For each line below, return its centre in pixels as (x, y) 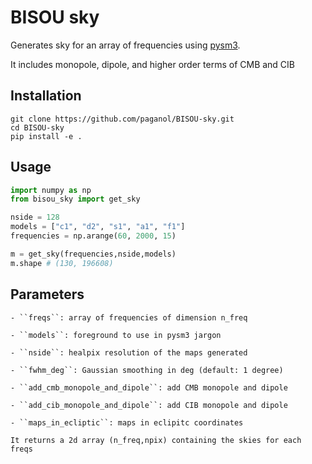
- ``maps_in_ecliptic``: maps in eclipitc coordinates (127, 422)
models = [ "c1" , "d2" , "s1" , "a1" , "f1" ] (98, 227)
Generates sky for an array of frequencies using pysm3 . (125, 45)
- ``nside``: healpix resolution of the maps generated (129, 352)
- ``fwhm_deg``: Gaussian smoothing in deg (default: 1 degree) (147, 370)
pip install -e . (46, 136)
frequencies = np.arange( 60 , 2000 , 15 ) (93, 236)
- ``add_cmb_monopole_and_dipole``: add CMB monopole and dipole (149, 387)
